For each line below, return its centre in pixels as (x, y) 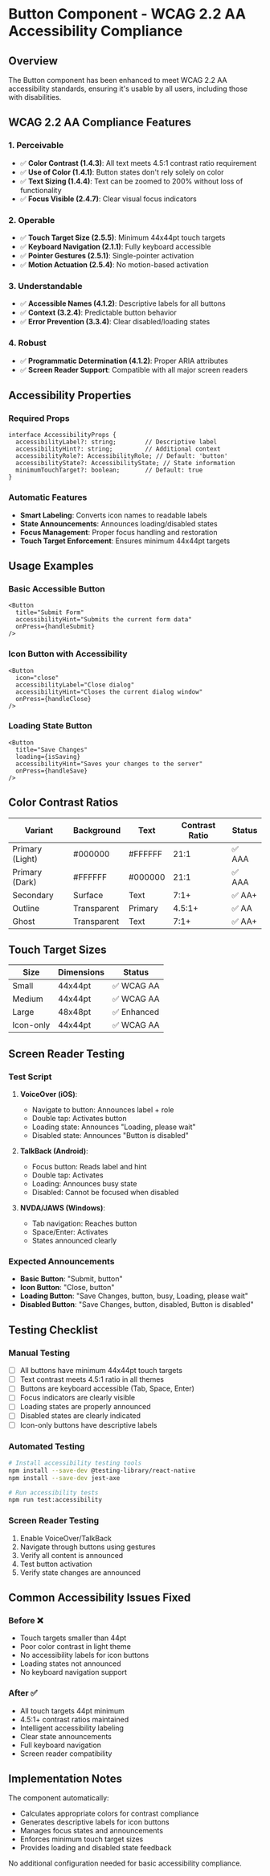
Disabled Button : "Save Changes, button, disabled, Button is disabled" (137, 1305)
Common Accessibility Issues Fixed (100, 1597)
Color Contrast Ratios (63, 803)
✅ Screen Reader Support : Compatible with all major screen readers (134, 369)
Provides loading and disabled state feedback (96, 1848)
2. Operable (32, 220)
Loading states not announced (70, 1664)
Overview (33, 61)
